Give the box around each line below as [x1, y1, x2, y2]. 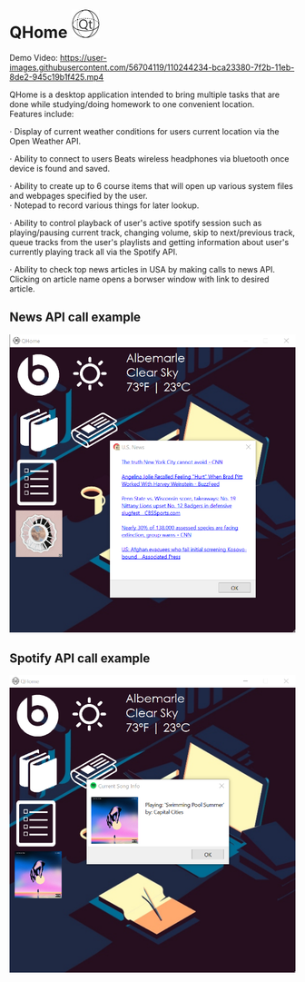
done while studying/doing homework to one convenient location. [9, 98, 255, 109]
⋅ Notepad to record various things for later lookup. [9, 200, 200, 211]
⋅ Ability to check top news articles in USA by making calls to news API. [9, 263, 275, 274]
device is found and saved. [9, 163, 111, 174]
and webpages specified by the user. [9, 190, 148, 201]
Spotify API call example [9, 650, 151, 666]
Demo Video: [9, 52, 59, 63]
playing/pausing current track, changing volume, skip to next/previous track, [9, 227, 296, 238]
